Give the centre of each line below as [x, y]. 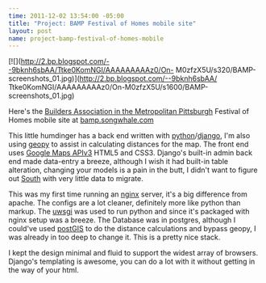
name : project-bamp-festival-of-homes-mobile [86, 38]
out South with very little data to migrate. [76, 179]
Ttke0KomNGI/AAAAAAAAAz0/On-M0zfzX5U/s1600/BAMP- [108, 87]
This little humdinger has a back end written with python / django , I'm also [129, 136]
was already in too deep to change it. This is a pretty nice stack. [114, 237]
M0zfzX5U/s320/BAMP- [216, 70]
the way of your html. [44, 270]
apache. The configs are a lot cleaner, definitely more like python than [125, 203]
